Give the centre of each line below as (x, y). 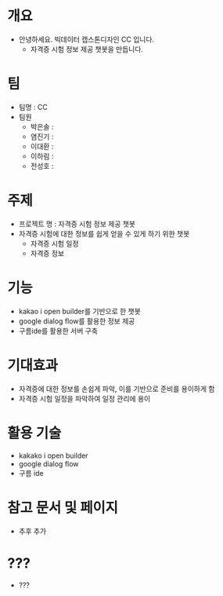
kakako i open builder (53, 455)
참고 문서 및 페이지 (63, 508)
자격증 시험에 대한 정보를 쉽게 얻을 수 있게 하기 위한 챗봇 (104, 233)
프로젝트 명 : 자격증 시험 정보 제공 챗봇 (77, 224)
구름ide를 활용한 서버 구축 (58, 331)
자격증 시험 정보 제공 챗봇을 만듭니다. (87, 49)
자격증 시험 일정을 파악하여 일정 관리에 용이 (85, 398)
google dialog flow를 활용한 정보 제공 (77, 321)
